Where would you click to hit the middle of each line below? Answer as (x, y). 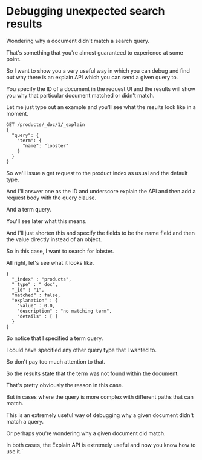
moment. (17, 113)
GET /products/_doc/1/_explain (46, 125)
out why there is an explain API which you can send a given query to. (92, 77)
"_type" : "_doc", (35, 284)
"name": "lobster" (45, 146)
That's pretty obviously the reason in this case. (65, 385)
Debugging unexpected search (86, 11)
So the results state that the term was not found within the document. (93, 373)
